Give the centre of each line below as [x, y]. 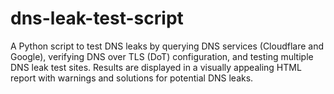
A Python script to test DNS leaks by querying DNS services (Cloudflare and [167, 46]
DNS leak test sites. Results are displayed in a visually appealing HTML [156, 67]
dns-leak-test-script [97, 18]
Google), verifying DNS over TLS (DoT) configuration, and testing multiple [162, 56]
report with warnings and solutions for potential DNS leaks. [132, 78]
